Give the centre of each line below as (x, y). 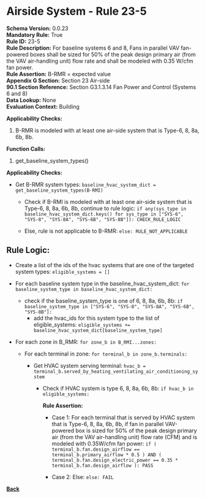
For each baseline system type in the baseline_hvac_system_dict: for (102, 283)
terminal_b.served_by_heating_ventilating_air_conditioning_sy (116, 372)
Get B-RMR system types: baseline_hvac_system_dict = (85, 184)
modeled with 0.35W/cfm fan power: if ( (104, 443)
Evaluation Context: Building (43, 106)
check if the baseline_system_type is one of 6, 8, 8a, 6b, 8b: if (103, 301)
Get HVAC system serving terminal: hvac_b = (90, 365)
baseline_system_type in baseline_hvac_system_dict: (84, 289)
